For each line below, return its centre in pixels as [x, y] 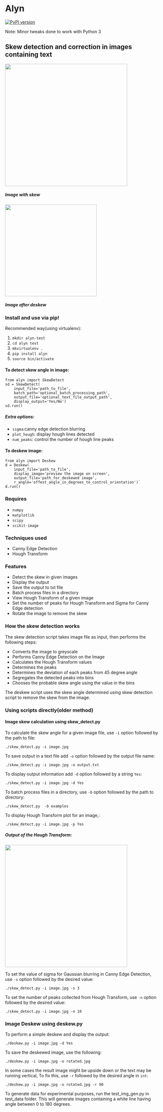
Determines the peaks [34, 667]
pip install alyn [30, 354]
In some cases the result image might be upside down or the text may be [78, 1070]
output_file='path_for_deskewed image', [55, 478]
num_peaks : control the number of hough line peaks [63, 440]
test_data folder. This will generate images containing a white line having [78, 1099]
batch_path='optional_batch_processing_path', [62, 393]
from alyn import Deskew [30, 461]
